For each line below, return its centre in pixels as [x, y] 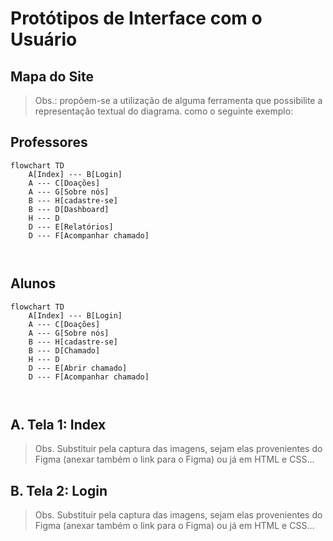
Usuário [44, 39]
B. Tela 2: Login [59, 490]
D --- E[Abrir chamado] [78, 368]
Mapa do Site [52, 76]
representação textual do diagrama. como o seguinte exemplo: [164, 111]
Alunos [33, 283]
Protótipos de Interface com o [136, 18]
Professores [49, 142]
